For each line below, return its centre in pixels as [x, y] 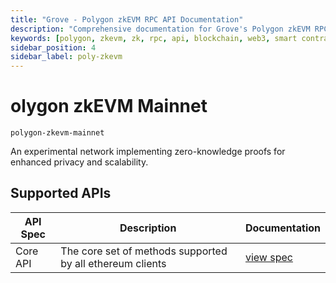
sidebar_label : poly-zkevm [66, 57]
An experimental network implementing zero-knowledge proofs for [148, 152]
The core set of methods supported [144, 251]
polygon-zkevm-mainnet [57, 133]
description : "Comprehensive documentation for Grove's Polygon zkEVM [160, 29]
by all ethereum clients [113, 263]
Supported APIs [61, 193]
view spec [268, 257]
